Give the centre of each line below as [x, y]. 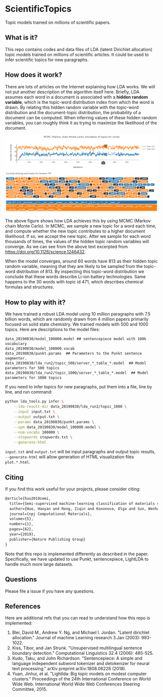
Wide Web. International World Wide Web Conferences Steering [76, 684]
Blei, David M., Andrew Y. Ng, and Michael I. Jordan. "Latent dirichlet [81, 632]
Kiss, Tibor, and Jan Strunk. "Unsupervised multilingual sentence [77, 648]
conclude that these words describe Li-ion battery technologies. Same [75, 277]
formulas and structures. [30, 287]
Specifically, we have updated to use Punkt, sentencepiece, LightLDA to [77, 559]
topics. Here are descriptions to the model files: [53, 330]
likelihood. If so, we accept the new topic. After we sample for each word [78, 236]
